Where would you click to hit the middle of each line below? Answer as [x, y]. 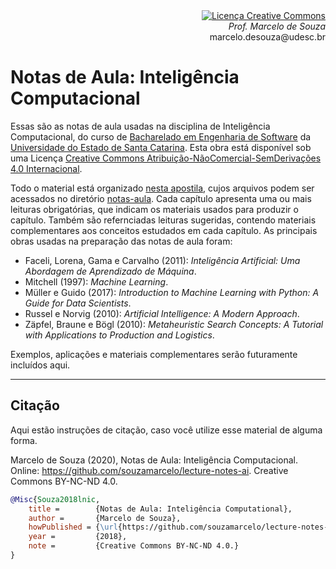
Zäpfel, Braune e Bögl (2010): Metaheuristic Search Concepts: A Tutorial [174, 324]
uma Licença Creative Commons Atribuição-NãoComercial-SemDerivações [166, 158]
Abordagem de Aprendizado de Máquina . [110, 271]
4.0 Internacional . [46, 168]
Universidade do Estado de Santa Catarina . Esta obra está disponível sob [161, 147]
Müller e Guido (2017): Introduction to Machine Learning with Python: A [172, 292]
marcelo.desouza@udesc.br [267, 37]
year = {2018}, [78, 537]
